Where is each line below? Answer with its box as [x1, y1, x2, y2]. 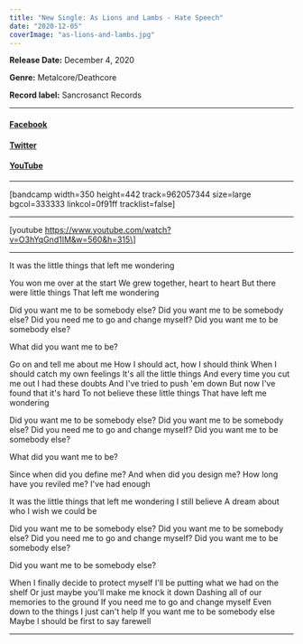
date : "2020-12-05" [9, 22, 83, 31]
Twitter [9, 139, 38, 150]
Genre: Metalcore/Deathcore [9, 72, 117, 83]
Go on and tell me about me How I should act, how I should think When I [9, 359, 278, 369]
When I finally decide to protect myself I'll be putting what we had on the [9, 577, 280, 588]
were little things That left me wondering [9, 286, 160, 298]
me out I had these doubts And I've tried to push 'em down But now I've [9, 378, 276, 388]
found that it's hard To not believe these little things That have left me [9, 387, 268, 398]
